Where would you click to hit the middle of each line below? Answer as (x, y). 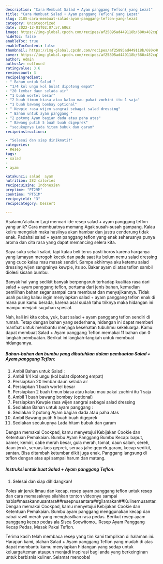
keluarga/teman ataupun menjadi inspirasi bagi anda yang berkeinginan (77, 552)
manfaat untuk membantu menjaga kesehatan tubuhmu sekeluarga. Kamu (79, 327)
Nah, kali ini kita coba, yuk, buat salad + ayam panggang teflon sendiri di (78, 317)
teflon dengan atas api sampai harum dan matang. (56, 458)
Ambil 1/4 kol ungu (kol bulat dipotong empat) (58, 376)
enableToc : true (22, 41)
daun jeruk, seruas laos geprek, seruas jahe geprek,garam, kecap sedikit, (79, 448)
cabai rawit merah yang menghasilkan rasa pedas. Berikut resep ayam (75, 517)
